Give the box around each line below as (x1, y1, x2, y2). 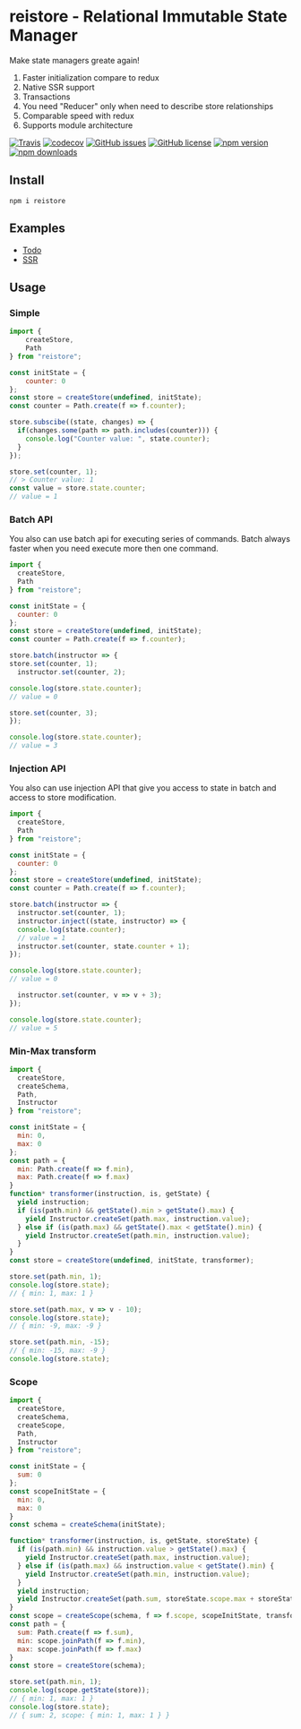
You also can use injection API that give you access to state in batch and (9, 783, 277, 793)
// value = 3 (9, 741, 58, 750)
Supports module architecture (21, 119, 133, 131)
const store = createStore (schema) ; (9, 1661, 146, 1671)
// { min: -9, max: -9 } (9, 1322, 102, 1331)
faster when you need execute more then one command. (9, 544, 219, 554)
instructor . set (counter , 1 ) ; (17, 909, 126, 918)
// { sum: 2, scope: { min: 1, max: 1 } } (9, 1710, 170, 1720)
